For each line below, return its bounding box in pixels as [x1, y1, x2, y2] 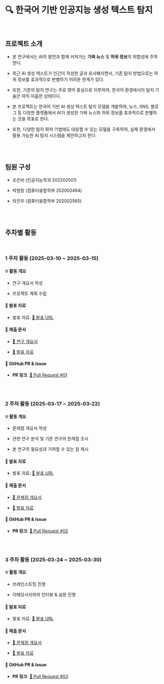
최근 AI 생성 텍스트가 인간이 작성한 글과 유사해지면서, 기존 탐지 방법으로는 [12, 70, 153, 76]
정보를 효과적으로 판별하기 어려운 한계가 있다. [17, 76, 104, 82]
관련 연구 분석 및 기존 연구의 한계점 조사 [12, 436, 89, 442]
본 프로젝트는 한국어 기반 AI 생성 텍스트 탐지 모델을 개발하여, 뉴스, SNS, [12, 103, 150, 109]
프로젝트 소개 [5, 40, 43, 48]
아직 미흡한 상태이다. [21, 93, 62, 99]
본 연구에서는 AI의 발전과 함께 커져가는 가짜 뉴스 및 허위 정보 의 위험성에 [12, 54, 149, 60]
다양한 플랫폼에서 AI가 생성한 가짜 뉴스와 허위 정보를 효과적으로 [23, 109, 144, 116]
